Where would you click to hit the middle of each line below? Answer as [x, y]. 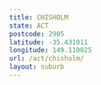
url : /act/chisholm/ [47, 58]
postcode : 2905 [37, 34]
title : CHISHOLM [39, 17]
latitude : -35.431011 [49, 42]
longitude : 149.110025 [50, 50]
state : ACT [29, 26]
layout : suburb [37, 67]
